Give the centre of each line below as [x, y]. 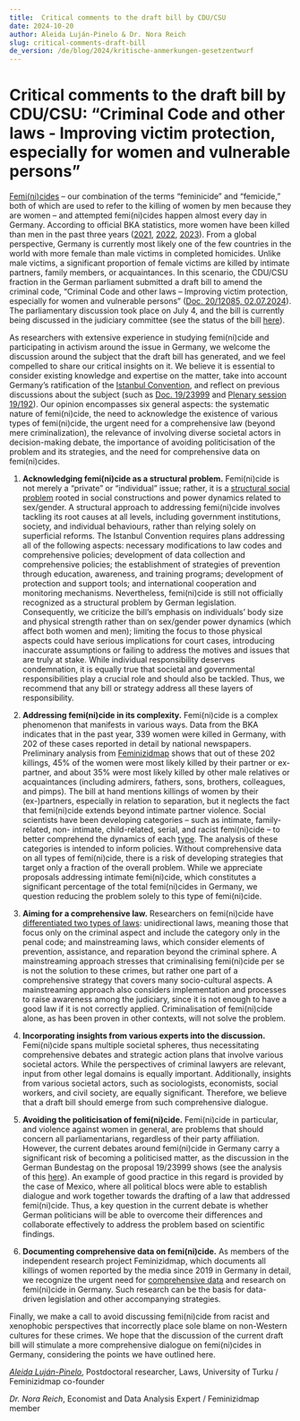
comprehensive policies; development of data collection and [134, 555]
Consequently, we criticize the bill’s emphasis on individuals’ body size [153, 612]
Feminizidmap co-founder [57, 1382]
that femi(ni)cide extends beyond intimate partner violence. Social [144, 810]
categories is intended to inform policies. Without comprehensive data [152, 849]
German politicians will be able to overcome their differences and [142, 1215]
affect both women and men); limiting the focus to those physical [142, 631]
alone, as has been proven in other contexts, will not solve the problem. [154, 1018]
